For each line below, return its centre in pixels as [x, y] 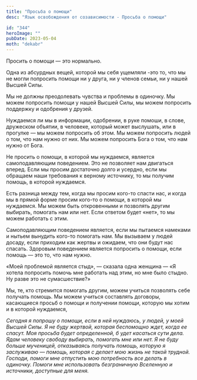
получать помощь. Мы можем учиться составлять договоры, [83, 297]
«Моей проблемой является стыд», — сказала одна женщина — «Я [91, 266]
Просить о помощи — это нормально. [54, 61]
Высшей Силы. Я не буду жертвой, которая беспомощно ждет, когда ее [97, 327]
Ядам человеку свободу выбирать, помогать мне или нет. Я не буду [92, 339]
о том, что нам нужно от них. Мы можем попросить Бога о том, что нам [97, 139]
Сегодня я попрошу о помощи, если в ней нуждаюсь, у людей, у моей [95, 320]
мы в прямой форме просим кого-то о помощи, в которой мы [84, 199]
